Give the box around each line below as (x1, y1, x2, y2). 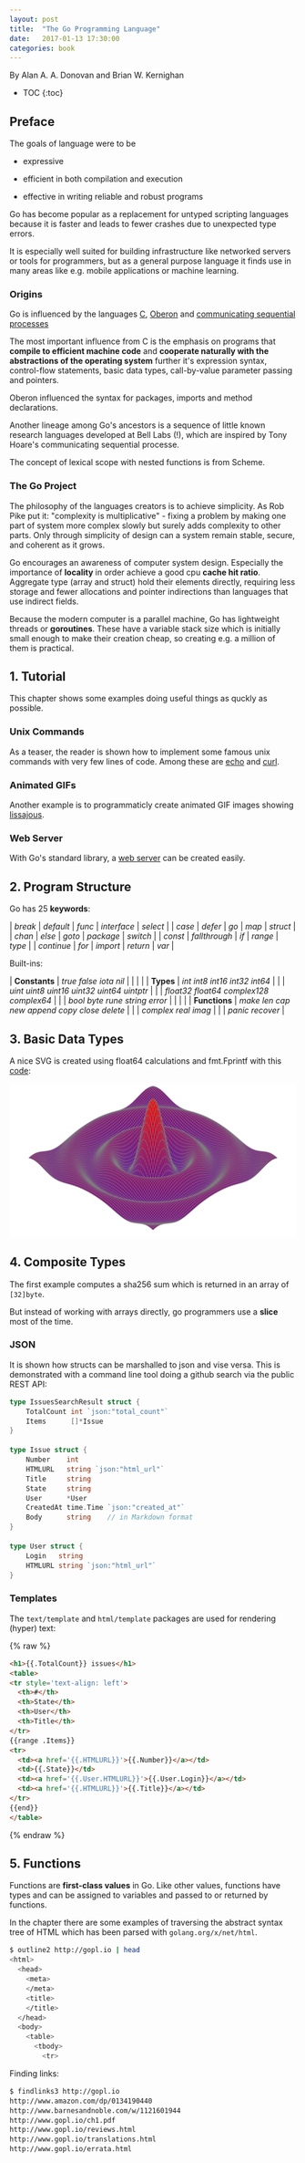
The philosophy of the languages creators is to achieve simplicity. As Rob (9, 500, 285, 511)
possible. (9, 702, 44, 713)
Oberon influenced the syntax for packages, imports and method (9, 392, 253, 403)
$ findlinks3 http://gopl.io (9, 2086, 120, 2095)
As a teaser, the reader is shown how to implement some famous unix (9, 746, 271, 757)
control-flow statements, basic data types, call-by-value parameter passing (9, 365, 293, 376)
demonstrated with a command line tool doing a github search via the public (9, 1368, 295, 1379)
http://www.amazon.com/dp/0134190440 (9, 2096, 153, 2106)
